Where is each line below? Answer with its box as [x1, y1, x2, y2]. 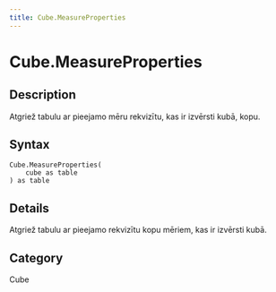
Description [9, 87, 76, 103]
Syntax [9, 137, 50, 152]
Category [9, 250, 64, 265]
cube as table [25, 168, 78, 177]
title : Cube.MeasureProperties [9, 13, 126, 22]
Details [9, 201, 49, 216]
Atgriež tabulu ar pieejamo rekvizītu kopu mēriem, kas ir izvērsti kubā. [9, 225, 267, 236]
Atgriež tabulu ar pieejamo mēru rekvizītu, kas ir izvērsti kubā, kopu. [9, 111, 261, 122]
